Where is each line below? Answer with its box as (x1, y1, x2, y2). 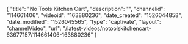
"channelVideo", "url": (6, 24, 62, 32)
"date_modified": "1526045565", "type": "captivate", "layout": (6, 18, 161, 25)
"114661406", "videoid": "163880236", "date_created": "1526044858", (6, 12, 183, 19)
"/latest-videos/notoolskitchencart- (63, 24, 151, 32)
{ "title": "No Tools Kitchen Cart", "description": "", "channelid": (6, 5, 165, 12)
